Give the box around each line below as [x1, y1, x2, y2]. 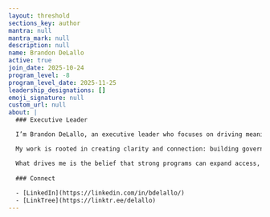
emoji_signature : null [8, 94, 84, 102]
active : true [8, 57, 52, 65]
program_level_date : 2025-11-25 [8, 78, 117, 86]
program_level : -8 [8, 71, 70, 79]
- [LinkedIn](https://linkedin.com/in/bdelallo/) [15, 189, 185, 197]
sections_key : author [8, 19, 81, 27]
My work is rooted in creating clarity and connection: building [15, 145, 239, 153]
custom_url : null [8, 101, 67, 109]
